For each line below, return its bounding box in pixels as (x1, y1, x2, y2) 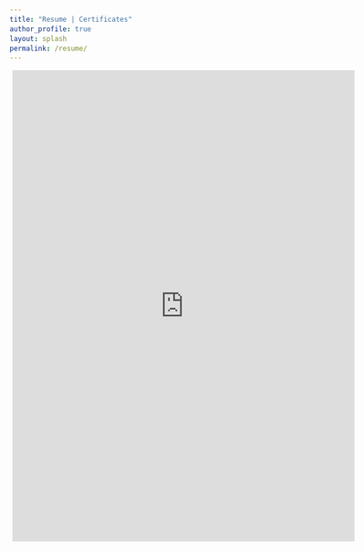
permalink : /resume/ (9, 44, 88, 53)
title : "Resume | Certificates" (9, 15, 132, 24)
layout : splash (9, 34, 68, 43)
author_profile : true (9, 24, 92, 34)
